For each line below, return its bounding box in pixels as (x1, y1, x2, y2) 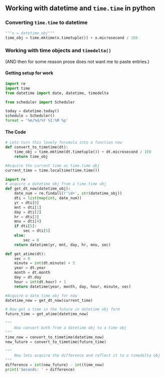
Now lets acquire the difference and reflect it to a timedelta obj (14, 353, 160, 358)
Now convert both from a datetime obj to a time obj (14, 325, 127, 331)
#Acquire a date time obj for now (5, 293, 78, 298)
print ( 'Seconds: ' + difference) (5, 367, 75, 372)
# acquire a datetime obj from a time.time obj (5, 181, 107, 186)
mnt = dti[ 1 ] (14, 205, 42, 210)
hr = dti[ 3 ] (14, 214, 39, 219)
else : (14, 233, 26, 238)
